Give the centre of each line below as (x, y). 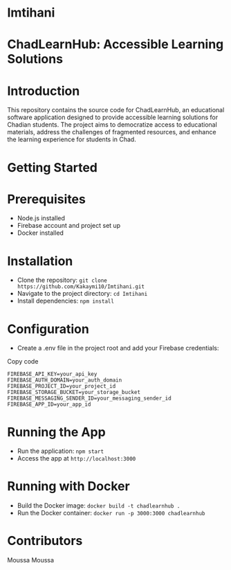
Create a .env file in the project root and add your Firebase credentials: (118, 348)
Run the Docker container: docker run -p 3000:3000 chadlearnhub (111, 513)
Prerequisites (47, 199)
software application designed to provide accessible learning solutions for (113, 117)
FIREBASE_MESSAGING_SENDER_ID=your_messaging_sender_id (89, 399)
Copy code (23, 362)
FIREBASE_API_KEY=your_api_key (52, 374)
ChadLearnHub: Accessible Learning (115, 45)
